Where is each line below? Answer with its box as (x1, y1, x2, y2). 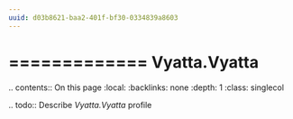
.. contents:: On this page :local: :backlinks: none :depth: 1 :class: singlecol (8, 82, 285, 93)
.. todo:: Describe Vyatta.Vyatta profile (8, 99, 152, 110)
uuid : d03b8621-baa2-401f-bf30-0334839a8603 (8, 13, 179, 23)
